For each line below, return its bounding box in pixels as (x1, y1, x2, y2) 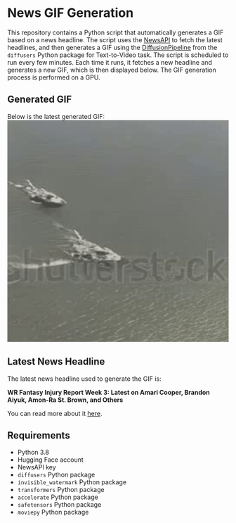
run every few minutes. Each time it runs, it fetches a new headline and (7, 58, 213, 66)
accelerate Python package (17, 493, 98, 501)
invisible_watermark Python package (17, 478, 127, 486)
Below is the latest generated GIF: (7, 112, 105, 120)
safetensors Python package (17, 500, 102, 509)
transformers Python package (17, 486, 105, 494)
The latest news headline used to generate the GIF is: (7, 374, 162, 383)
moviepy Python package (17, 508, 89, 517)
